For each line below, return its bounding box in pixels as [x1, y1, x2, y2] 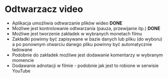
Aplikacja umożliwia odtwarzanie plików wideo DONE [12, 20, 123, 26]
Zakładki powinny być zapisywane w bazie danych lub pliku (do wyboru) [12, 36, 162, 42]
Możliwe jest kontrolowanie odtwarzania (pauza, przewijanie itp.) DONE [12, 25, 160, 31]
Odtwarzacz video [5, 3, 83, 15]
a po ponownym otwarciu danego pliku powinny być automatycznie [12, 41, 152, 47]
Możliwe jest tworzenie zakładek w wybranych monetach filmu [12, 30, 142, 36]
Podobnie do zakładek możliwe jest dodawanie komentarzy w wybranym [12, 51, 163, 58]
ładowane [12, 46, 33, 52]
